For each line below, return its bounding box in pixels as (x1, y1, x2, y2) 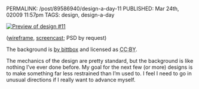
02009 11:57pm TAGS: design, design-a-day (6, 11, 115, 18)
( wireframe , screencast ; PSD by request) (6, 34, 107, 41)
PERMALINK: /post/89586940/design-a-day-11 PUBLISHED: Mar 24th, (6, 5, 179, 12)
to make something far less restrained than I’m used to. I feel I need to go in (6, 70, 192, 77)
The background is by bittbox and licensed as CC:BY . (6, 46, 137, 53)
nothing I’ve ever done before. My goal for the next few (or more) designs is (6, 63, 193, 71)
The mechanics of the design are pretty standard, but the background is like (6, 58, 194, 64)
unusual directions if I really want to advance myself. (6, 77, 136, 83)
